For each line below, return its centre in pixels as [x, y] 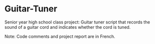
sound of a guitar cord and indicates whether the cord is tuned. [68, 27]
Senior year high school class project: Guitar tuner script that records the [77, 22]
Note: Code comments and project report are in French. [60, 36]
